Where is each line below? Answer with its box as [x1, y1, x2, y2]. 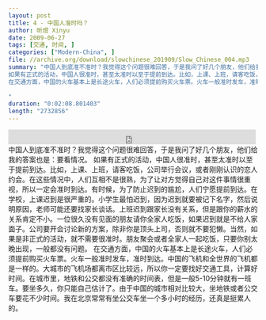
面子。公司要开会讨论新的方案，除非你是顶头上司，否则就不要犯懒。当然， [8, 224, 251, 234]
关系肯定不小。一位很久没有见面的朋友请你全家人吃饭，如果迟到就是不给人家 [8, 215, 258, 223]
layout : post [8, 11, 51, 20]
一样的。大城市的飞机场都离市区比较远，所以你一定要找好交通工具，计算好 [14, 264, 258, 273]
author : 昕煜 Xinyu [8, 26, 70, 34]
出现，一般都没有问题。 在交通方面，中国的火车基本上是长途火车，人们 [14, 244, 246, 253]
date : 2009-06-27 [8, 33, 66, 42]
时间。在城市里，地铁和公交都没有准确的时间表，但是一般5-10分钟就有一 [8, 274, 245, 283]
